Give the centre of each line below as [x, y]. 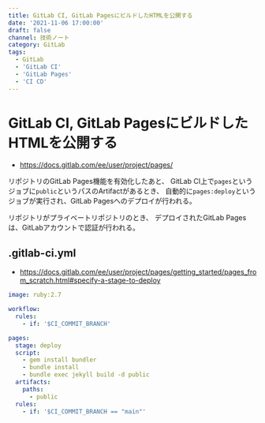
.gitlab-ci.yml [42, 253]
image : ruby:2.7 [35, 295]
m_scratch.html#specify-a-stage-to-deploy [90, 280]
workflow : [24, 309]
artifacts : [33, 382]
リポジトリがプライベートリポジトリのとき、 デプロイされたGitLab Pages [127, 218]
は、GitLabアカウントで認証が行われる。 [74, 228]
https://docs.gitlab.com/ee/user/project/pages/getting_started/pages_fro [138, 272]
